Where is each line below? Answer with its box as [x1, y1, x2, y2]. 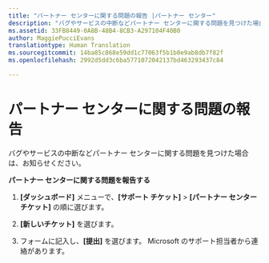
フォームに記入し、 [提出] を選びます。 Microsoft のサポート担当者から [19, 236, 251, 245]
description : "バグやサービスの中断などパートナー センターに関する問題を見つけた [8, 19, 253, 27]
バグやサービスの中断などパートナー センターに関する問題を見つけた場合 [8, 148, 249, 157]
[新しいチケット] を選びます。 [19, 219, 118, 229]
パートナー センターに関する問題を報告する [8, 175, 151, 185]
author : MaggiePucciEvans [8, 34, 94, 42]
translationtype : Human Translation [8, 42, 130, 50]
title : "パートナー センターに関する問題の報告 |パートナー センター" [8, 11, 216, 20]
